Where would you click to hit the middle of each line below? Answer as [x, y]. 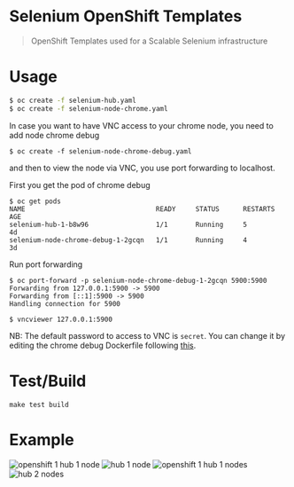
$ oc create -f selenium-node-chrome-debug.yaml [101, 151]
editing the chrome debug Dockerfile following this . [103, 345]
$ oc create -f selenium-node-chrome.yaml [89, 108]
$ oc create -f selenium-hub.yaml [73, 100]
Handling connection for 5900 [65, 303]
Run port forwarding [46, 264]
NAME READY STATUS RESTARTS [142, 209]
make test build [39, 405]
